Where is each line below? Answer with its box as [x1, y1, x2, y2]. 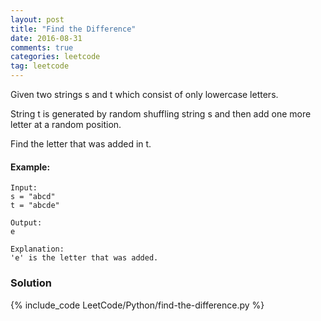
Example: [10, 161, 51, 173]
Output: [10, 218, 43, 228]
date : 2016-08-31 [10, 33, 83, 43]
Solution [10, 276, 53, 290]
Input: [10, 183, 38, 193]
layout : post [10, 14, 65, 25]
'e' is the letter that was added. [10, 253, 159, 263]
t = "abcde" [10, 201, 60, 211]
